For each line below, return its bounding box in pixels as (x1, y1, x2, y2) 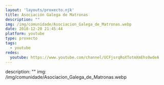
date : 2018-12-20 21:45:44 (5, 26, 63, 32)
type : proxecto (5, 36, 38, 41)
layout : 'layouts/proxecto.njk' (5, 7, 74, 13)
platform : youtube (5, 31, 45, 36)
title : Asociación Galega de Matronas (5, 12, 88, 17)
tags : (5, 41, 17, 46)
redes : (5, 50, 19, 55)
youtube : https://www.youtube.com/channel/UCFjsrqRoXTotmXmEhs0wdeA (10, 54, 159, 60)
